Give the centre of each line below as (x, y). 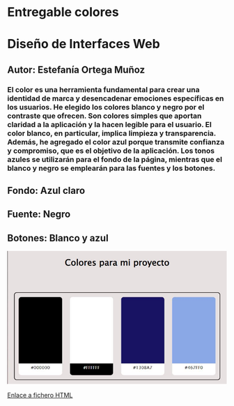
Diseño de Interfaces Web (84, 44)
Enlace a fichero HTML (40, 396)
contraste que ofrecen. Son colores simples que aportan (104, 116)
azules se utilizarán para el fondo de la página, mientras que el (115, 159)
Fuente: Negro (39, 215)
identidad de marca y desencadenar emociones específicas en (116, 98)
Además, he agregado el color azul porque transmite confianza (116, 142)
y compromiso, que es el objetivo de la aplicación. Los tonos (111, 151)
